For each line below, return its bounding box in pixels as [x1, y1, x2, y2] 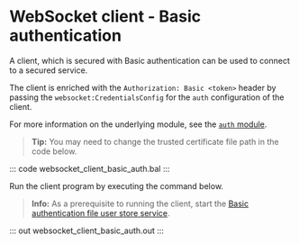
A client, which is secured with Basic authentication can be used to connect [9, 55, 290, 66]
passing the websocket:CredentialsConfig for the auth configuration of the [9, 92, 285, 103]
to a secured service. [9, 65, 88, 76]
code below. [31, 146, 77, 157]
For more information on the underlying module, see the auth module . [9, 119, 267, 130]
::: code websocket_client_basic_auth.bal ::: [9, 163, 170, 174]
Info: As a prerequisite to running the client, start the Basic [31, 198, 249, 209]
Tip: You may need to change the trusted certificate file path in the [31, 136, 279, 147]
